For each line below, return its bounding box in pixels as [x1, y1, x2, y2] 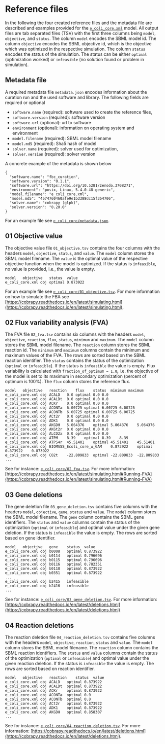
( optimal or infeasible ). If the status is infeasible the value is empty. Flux [5, 363, 156, 369]
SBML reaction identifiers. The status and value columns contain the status [5, 650, 158, 656]
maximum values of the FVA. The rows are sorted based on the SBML [5, 353, 146, 358]
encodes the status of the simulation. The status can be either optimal [5, 51, 147, 57]
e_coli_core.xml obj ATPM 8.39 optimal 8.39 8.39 [5, 435, 129, 441]
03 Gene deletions [5, 491, 63, 499]
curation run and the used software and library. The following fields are [5, 94, 149, 100]
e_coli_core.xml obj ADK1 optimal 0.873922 [5, 706, 102, 710]
